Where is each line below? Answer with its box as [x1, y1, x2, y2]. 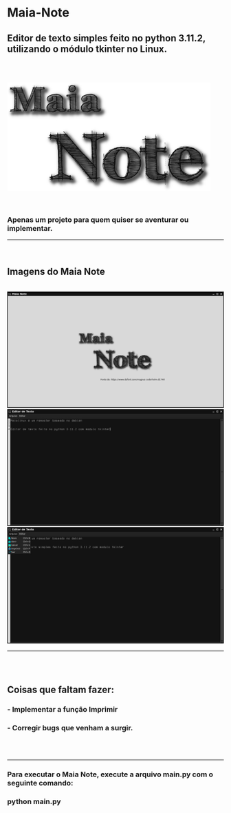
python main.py [7, 797, 61, 807]
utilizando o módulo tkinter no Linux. [7, 43, 168, 54]
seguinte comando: [7, 779, 74, 788]
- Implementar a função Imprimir [7, 705, 118, 714]
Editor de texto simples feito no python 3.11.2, [7, 32, 206, 44]
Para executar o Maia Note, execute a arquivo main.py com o [7, 770, 214, 779]
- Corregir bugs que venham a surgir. [7, 723, 133, 732]
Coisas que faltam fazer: [7, 684, 115, 696]
